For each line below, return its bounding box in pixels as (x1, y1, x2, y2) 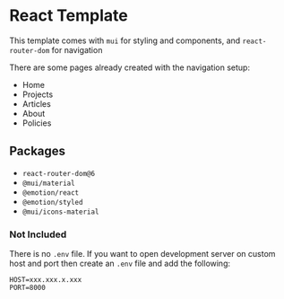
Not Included (9, 228, 67, 241)
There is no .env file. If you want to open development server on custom (9, 249, 276, 259)
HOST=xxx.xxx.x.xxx (9, 276, 82, 285)
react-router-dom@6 (22, 169, 96, 178)
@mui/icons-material (22, 207, 99, 216)
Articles (22, 98, 51, 109)
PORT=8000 (9, 284, 47, 293)
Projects (22, 89, 54, 100)
